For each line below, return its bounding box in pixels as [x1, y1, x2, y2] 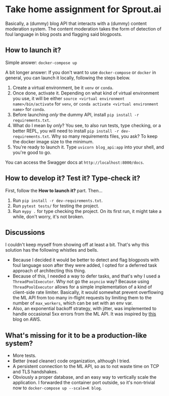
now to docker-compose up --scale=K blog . [12, 385, 102, 391]
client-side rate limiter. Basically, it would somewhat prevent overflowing [12, 289, 163, 295]
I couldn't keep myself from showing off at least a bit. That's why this [5, 241, 149, 248]
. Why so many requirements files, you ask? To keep [49, 133, 158, 139]
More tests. [12, 352, 36, 359]
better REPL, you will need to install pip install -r [12, 128, 119, 134]
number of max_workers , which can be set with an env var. [12, 300, 133, 306]
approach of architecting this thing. [12, 268, 86, 274]
